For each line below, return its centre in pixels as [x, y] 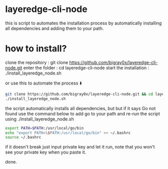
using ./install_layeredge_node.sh [39, 119]
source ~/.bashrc [23, 137]
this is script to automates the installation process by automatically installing [83, 23]
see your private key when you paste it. [46, 152]
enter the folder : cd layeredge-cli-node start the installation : [86, 67]
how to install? [36, 49]
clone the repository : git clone [37, 62]
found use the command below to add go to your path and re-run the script [82, 113]
